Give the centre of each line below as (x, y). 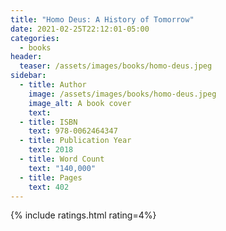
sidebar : (28, 76)
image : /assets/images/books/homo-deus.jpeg (122, 94)
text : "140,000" (62, 168)
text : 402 (49, 187)
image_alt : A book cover (80, 103)
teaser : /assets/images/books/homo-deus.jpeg (116, 66)
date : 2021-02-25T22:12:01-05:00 (80, 29)
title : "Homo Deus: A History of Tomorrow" (102, 19)
